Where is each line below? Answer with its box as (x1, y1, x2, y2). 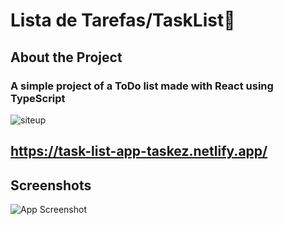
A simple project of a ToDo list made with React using (10, 79, 274, 93)
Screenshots (10, 177, 92, 194)
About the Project (10, 49, 123, 66)
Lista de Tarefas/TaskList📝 (10, 9, 236, 32)
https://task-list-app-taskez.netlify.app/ (10, 143, 268, 160)
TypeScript (10, 91, 66, 105)
